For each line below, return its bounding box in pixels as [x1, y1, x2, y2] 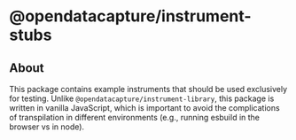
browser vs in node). [9, 121, 85, 132]
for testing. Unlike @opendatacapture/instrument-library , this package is [9, 93, 275, 104]
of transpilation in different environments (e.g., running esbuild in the [9, 113, 260, 122]
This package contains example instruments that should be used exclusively [9, 84, 288, 94]
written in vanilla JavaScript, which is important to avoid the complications [9, 103, 281, 113]
